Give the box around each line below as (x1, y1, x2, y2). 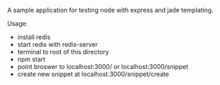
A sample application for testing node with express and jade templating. (7, 6, 214, 14)
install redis (17, 33, 51, 41)
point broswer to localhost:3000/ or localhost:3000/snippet (17, 63, 189, 70)
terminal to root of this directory (17, 48, 110, 56)
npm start (17, 55, 45, 63)
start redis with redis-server (17, 40, 98, 48)
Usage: (7, 20, 28, 27)
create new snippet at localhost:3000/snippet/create (17, 70, 170, 78)
